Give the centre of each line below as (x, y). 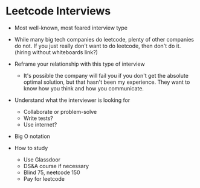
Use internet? (40, 124)
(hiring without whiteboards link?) (56, 52)
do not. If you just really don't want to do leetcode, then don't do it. (98, 46)
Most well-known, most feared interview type (71, 28)
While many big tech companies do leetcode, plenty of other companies (104, 39)
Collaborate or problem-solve (60, 111)
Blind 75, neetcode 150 (52, 172)
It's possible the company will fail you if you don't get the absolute (106, 75)
